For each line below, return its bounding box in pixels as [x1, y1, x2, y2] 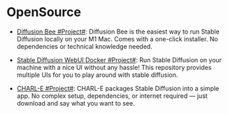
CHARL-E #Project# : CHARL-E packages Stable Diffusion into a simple [16, 84, 220, 92]
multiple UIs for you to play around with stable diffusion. [16, 71, 178, 79]
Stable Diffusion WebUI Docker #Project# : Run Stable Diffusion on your [16, 55, 222, 64]
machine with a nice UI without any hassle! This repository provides [16, 63, 212, 71]
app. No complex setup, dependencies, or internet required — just [16, 92, 208, 100]
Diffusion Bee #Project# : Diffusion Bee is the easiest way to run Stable [16, 27, 220, 36]
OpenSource [6, 4, 82, 20]
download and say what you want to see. [16, 99, 135, 107]
